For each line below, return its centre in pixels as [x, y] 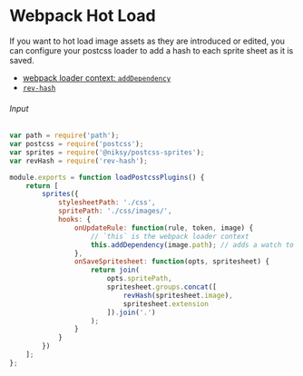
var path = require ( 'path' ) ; [64, 136]
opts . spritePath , [139, 279]
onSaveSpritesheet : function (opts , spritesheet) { [172, 262]
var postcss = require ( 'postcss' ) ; [77, 144]
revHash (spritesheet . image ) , [178, 295]
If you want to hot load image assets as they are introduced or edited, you [147, 41]
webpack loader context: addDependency [97, 77]
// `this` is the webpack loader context [170, 236]
